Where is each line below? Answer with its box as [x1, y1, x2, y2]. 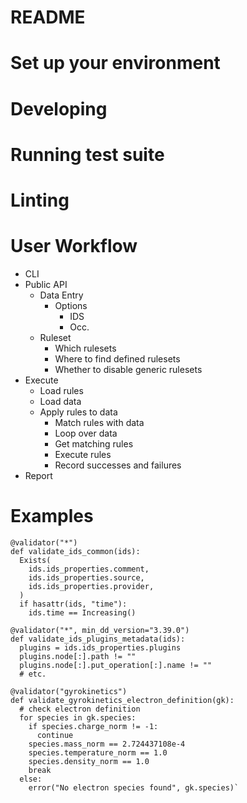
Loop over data [54, 427, 118, 439]
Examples [10, 505, 94, 528]
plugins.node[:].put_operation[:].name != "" [19, 660, 213, 670]
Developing [10, 97, 108, 120]
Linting [10, 189, 70, 211]
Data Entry [39, 289, 84, 301]
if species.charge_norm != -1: [28, 721, 159, 731]
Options [54, 299, 88, 311]
